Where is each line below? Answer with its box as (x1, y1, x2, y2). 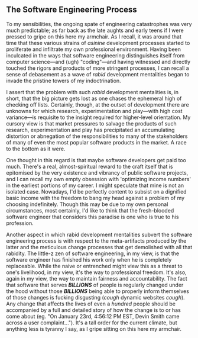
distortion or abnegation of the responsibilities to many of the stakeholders (6, 133, 188, 140)
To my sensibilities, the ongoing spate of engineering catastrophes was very (6, 20, 192, 27)
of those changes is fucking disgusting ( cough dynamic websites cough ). (6, 294, 185, 301)
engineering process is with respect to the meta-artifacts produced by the (6, 237, 187, 244)
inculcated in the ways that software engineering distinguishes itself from (6, 51, 185, 59)
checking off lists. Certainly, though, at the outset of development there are (6, 101, 189, 108)
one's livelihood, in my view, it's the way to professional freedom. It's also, (6, 269, 187, 276)
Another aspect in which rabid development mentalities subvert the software (6, 231, 193, 238)
